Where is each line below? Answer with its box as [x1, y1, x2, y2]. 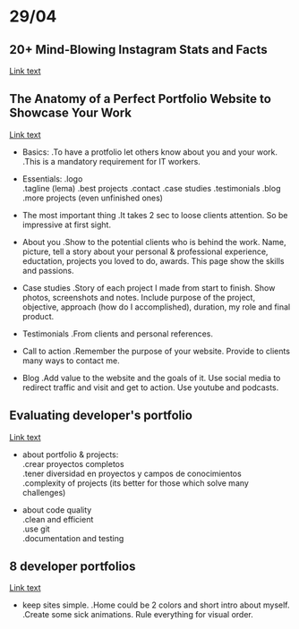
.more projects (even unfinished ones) [21, 192, 164, 203]
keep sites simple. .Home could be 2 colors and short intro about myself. [21, 599, 290, 610]
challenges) [21, 487, 66, 497]
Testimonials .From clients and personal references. [21, 328, 213, 339]
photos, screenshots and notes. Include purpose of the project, [21, 292, 256, 302]
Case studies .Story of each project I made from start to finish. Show [21, 282, 276, 293]
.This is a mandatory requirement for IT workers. [21, 156, 201, 166]
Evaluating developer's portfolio [9, 408, 192, 423]
